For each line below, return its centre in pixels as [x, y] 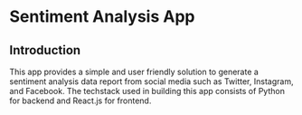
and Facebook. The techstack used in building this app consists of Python [147, 91]
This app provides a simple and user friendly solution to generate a [134, 72]
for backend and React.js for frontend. [80, 101]
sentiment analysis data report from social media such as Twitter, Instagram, [151, 81]
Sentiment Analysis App [102, 17]
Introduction [45, 50]
